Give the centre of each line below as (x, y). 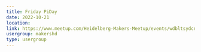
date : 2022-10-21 (28, 17)
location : (19, 23)
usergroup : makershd (32, 34)
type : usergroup (26, 39)
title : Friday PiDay (32, 12)
